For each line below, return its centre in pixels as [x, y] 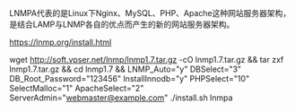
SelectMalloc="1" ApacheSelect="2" [77, 88]
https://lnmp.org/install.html [61, 42]
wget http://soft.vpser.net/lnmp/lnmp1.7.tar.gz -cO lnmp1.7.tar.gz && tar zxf [147, 60]
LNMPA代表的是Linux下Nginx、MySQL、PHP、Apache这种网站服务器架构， [150, 13]
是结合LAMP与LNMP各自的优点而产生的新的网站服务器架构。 [122, 24]
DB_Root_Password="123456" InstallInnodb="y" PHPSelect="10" [130, 78]
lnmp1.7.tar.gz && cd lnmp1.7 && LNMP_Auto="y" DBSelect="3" [126, 69]
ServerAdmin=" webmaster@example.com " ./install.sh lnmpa [121, 98]
